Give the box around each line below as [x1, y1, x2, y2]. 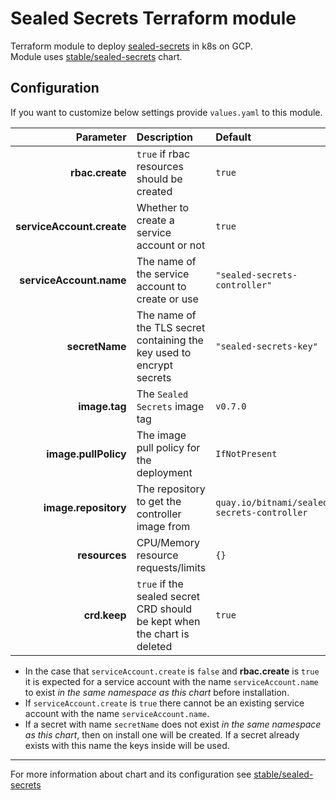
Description [136, 130, 194, 144]
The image [136, 428, 187, 442]
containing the [136, 333, 204, 347]
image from [136, 519, 191, 533]
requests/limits [136, 560, 207, 574]
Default [215, 130, 252, 144]
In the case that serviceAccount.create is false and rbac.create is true [24, 665, 320, 677]
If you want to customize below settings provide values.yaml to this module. [10, 106, 323, 118]
